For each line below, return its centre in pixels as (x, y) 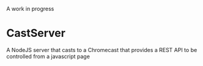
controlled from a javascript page (48, 56)
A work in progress (30, 9)
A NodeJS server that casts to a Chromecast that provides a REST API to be (102, 50)
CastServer (36, 33)
